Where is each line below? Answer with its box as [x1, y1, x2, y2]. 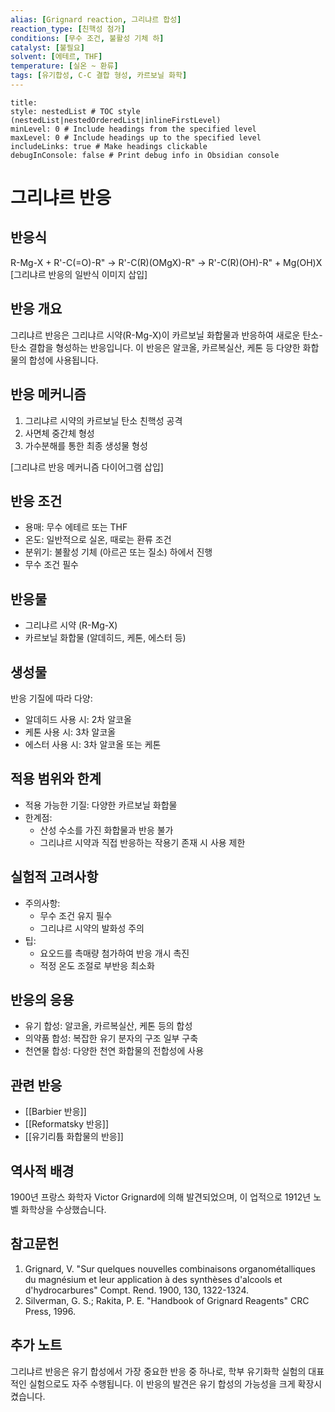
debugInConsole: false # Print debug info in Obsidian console [10, 150, 280, 160]
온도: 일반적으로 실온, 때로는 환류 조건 [24, 534, 172, 546]
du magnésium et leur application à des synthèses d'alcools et [24, 1273, 283, 1285]
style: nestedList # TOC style [10, 106, 141, 116]
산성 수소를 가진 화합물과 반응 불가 [39, 824, 174, 836]
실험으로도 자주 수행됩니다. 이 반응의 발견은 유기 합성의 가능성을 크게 [28, 1377, 296, 1390]
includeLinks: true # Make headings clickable [10, 141, 208, 151]
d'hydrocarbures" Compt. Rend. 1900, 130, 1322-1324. [24, 1284, 249, 1296]
